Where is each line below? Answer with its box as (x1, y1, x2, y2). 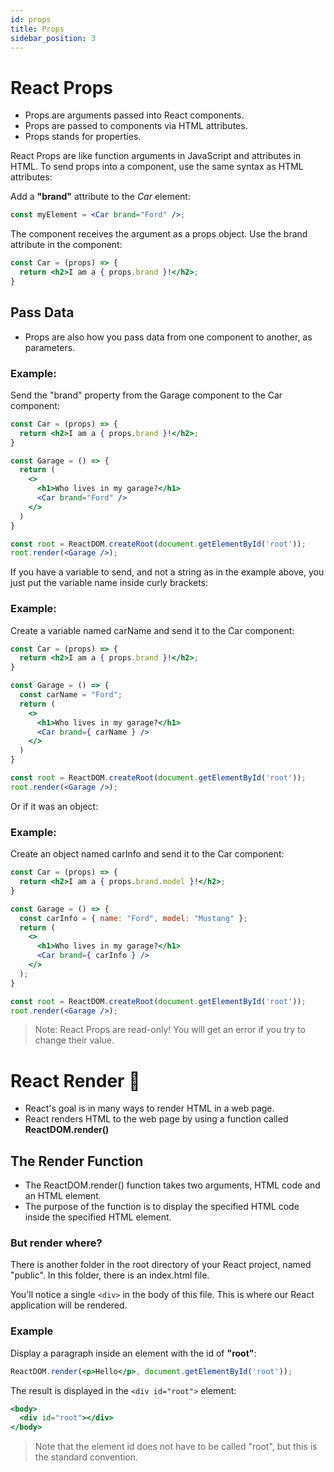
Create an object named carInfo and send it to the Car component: (10, 848, 285, 860)
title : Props (10, 24, 65, 34)
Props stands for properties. (24, 131, 142, 143)
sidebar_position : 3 (10, 33, 97, 43)
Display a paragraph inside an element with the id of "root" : (10, 1347, 257, 1359)
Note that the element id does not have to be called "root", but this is (34, 1441, 318, 1453)
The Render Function (10, 1152, 144, 1170)
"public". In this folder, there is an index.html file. (10, 1269, 210, 1281)
